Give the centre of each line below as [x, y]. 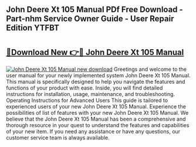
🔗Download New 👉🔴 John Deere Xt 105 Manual [95, 52]
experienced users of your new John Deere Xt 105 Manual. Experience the [96, 107]
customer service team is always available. [58, 138]
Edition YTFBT [33, 28]
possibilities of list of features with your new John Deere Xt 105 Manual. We [97, 113]
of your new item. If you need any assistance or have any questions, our [93, 131]
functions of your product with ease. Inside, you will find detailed [85, 88]
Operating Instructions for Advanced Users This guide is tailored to [87, 100]
